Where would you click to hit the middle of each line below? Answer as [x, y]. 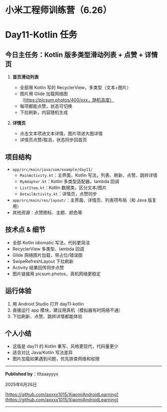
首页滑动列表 [25, 77]
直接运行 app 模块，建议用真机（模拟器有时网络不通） [68, 310]
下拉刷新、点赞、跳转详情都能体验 [47, 316]
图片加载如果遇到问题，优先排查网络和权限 [56, 359]
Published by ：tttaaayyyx [32, 374]
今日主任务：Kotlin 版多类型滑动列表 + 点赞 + [74, 54]
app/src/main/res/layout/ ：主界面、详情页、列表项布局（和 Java [79, 200]
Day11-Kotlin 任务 [41, 35]
